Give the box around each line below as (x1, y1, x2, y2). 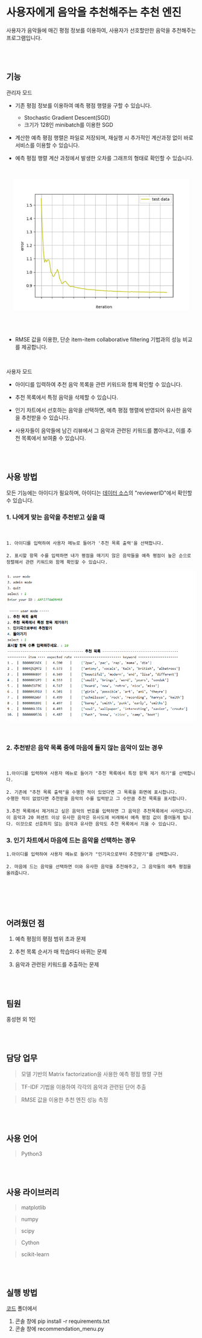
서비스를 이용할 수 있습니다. (14, 141, 80, 149)
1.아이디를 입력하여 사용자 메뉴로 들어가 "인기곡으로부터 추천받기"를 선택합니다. (6, 851, 179, 857)
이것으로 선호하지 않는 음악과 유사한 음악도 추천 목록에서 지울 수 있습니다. (16, 821, 178, 827)
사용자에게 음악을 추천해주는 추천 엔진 (6, 5, 182, 19)
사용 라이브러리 (6, 1187, 60, 1198)
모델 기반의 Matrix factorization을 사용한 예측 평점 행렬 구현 (21, 1070, 163, 1077)
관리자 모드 (6, 89, 33, 96)
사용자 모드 (6, 368, 33, 375)
